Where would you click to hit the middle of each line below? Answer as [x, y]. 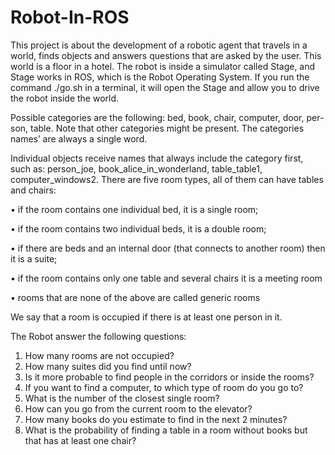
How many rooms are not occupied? [99, 355]
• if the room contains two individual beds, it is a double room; [138, 228]
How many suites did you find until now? [108, 366]
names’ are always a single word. [79, 138]
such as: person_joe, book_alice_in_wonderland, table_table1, [136, 168]
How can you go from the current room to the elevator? [138, 408]
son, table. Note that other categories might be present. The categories [157, 128]
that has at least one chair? [80, 440]
